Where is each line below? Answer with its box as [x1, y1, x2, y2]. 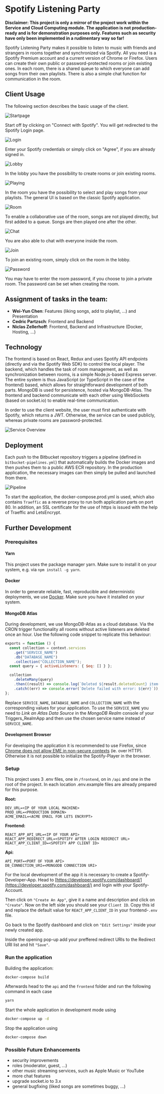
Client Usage [5, 90, 45, 98]
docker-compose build [5, 975, 49, 979]
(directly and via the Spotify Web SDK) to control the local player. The [5, 361, 145, 367]
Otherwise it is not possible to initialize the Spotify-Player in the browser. [5, 753, 151, 759]
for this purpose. [5, 787, 39, 792]
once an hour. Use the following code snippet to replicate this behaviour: [5, 631, 151, 637]
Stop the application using [5, 1025, 58, 1031]
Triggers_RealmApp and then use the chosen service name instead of [5, 715, 145, 721]
